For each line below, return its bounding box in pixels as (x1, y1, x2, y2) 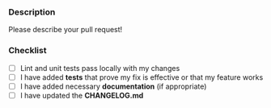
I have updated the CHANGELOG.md (19, 90, 144, 100)
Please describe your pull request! (8, 25, 123, 35)
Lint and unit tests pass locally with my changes (19, 63, 180, 73)
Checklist (8, 45, 47, 56)
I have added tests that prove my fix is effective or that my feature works (19, 72, 264, 82)
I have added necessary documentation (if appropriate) (19, 81, 207, 91)
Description (8, 6, 56, 18)
